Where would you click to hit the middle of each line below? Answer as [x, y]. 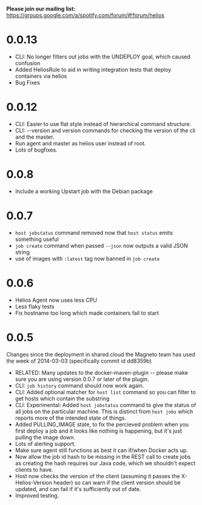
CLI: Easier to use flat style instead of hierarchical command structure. [103, 124]
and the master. [35, 137]
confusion [28, 63]
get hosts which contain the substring [62, 399]
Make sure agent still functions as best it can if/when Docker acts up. [101, 450]
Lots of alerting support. [45, 444]
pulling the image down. [45, 437]
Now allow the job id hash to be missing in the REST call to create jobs [103, 456]
